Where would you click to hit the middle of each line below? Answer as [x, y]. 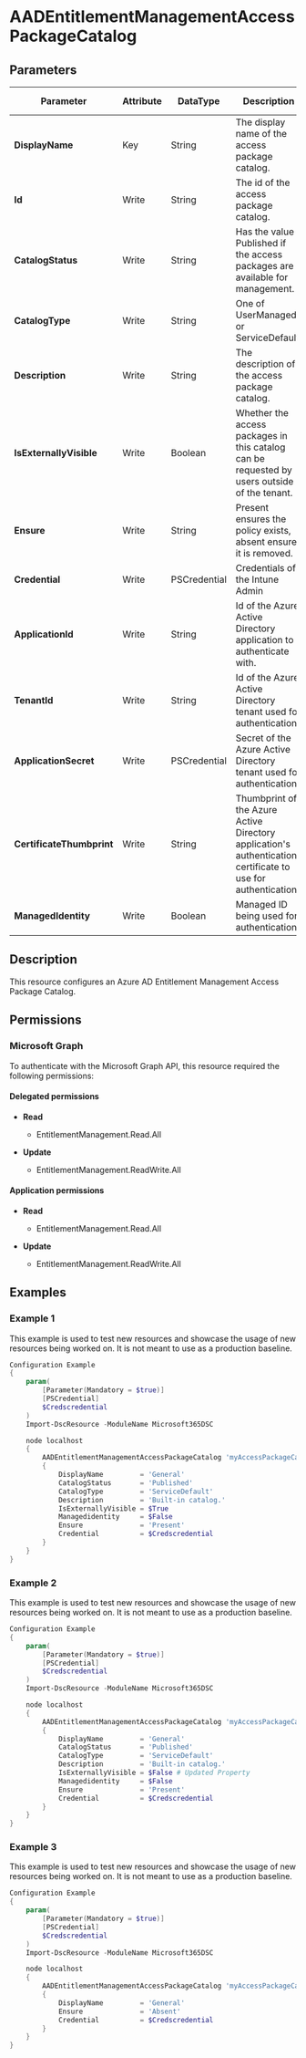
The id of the [263, 182]
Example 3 [33, 1847]
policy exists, [263, 530]
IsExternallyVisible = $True [113, 1508]
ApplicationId [44, 634]
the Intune [257, 579]
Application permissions [57, 1190]
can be [250, 458]
